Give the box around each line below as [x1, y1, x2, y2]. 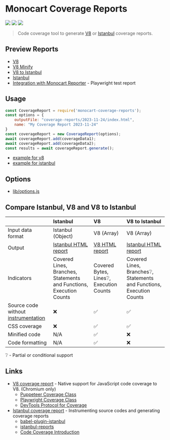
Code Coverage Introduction [20, 429, 80, 435]
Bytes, [93, 268, 109, 275]
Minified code [8, 331, 40, 338]
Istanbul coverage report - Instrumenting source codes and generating [12, 407, 160, 413]
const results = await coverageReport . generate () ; [5, 145, 114, 151]
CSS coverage [8, 323, 42, 330]
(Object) [53, 233, 73, 240]
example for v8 [12, 155, 45, 161]
